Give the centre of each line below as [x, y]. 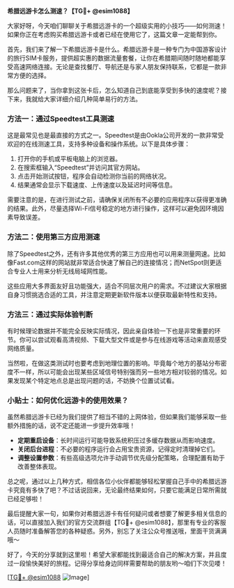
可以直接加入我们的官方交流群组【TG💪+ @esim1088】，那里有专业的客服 [123, 522]
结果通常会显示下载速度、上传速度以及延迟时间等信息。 [96, 185]
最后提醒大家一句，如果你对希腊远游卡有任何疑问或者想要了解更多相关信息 [114, 514]
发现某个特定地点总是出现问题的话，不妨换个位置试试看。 [95, 380]
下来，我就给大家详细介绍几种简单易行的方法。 [74, 99]
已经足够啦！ [25, 499]
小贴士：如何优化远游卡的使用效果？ [68, 400]
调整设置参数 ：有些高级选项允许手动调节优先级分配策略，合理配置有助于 [121, 458]
